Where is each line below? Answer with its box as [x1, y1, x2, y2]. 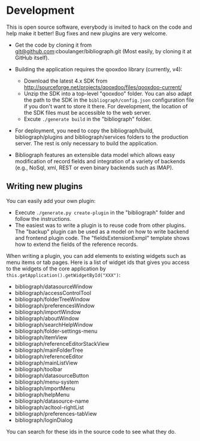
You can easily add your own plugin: [6, 197, 96, 204]
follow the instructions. [14, 215, 72, 222]
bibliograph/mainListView [14, 359, 78, 366]
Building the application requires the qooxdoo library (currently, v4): [14, 65, 183, 72]
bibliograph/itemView [14, 333, 68, 341]
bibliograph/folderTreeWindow [14, 296, 90, 303]
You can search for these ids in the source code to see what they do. [6, 428, 177, 435]
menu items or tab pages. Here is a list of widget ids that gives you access [6, 258, 190, 266]
